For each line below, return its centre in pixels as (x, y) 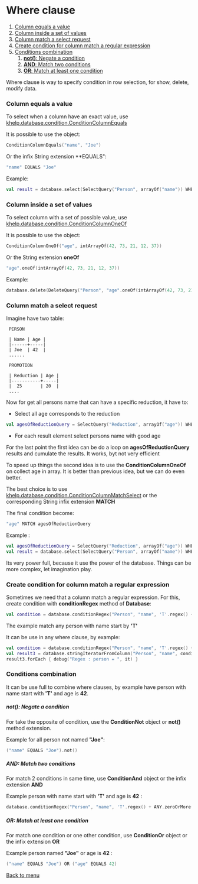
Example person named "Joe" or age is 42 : (60, 853)
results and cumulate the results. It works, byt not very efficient (83, 454)
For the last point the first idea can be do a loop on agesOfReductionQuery (98, 447)
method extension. (29, 728)
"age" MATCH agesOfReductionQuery (49, 524)
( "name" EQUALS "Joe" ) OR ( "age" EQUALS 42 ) (62, 864)
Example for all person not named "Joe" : (55, 739)
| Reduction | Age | (34, 376)
